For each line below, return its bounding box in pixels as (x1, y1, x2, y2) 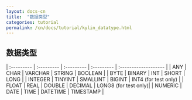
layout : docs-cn (6, 8, 46, 15)
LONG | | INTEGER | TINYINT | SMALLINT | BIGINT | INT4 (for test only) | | (6, 76, 184, 83)
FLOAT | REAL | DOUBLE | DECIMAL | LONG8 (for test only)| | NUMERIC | (6, 82, 182, 89)
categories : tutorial (6, 19, 59, 25)
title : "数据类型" (6, 14, 50, 20)
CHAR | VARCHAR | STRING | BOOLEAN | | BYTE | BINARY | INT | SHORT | (6, 70, 186, 77)
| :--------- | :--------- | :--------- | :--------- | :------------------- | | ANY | (6, 63, 187, 70)
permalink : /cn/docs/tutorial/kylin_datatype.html (6, 24, 132, 31)
